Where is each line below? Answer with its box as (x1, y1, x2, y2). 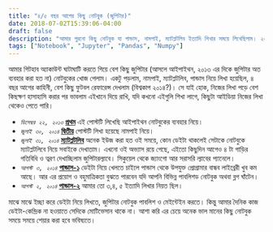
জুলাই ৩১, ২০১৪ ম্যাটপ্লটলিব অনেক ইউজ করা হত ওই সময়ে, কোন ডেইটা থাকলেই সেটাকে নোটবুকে (19, 135, 245, 145)
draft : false (8, 27, 53, 35)
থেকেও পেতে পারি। (8, 101, 54, 110)
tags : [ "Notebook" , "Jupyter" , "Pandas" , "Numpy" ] (8, 42, 184, 50)
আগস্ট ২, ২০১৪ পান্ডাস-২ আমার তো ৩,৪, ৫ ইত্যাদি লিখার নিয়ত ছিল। (19, 181, 184, 191)
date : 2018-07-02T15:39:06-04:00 (8, 19, 122, 28)
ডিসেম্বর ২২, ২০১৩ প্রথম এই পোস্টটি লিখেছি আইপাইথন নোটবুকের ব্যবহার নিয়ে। (19, 117, 203, 127)
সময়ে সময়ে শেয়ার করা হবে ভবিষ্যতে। (8, 216, 96, 226)
